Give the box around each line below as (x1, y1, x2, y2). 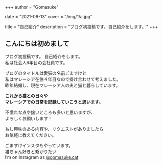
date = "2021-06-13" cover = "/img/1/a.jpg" (5, 14, 93, 19)
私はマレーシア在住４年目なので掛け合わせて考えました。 (5, 76, 121, 82)
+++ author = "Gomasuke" (5, 4, 59, 10)
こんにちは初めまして (5, 39, 70, 48)
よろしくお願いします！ (5, 115, 52, 121)
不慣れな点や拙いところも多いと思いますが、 (5, 109, 95, 115)
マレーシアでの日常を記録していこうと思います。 (5, 99, 103, 105)
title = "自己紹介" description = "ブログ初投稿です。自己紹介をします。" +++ (5, 24, 158, 29)
